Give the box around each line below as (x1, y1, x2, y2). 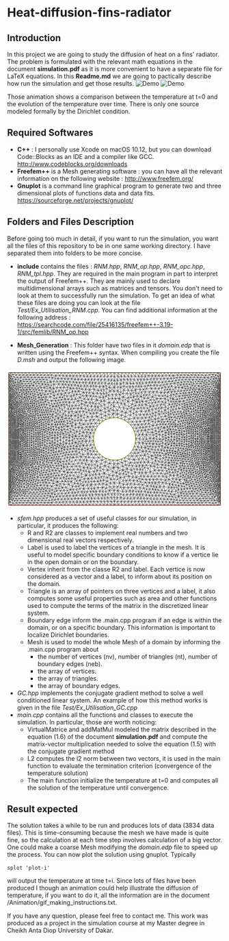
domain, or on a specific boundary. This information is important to (27, 623, 216, 631)
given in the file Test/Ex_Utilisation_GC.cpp (16, 703, 138, 711)
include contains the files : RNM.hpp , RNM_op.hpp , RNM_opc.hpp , (16, 262, 205, 270)
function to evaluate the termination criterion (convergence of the (27, 761, 212, 770)
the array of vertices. (37, 667, 97, 675)
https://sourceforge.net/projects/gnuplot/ (16, 196, 134, 204)
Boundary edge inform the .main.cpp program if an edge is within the (27, 615, 222, 624)
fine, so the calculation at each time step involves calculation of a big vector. (7, 836, 223, 844)
